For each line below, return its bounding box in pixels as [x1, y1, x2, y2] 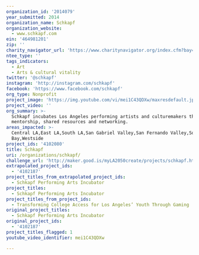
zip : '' [6, 42, 25, 48]
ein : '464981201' [6, 36, 49, 42]
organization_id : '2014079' [6, 8, 76, 15]
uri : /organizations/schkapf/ [6, 152, 81, 158]
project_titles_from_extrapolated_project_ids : [6, 174, 126, 180]
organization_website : [6, 25, 62, 31]
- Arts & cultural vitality [11, 69, 81, 75]
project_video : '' [6, 102, 52, 109]
